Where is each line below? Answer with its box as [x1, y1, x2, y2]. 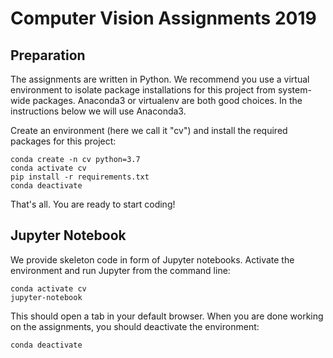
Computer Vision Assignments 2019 [10, 7, 317, 30]
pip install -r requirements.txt [10, 172, 150, 182]
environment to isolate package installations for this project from [10, 84, 277, 96]
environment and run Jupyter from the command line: [10, 264, 231, 276]
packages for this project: [10, 135, 117, 147]
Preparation [10, 47, 86, 64]
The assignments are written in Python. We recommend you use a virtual [10, 73, 310, 85]
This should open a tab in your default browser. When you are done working [10, 310, 324, 322]
